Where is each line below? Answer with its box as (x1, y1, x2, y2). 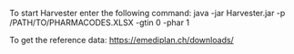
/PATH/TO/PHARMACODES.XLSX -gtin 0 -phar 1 (9, 17, 189, 28)
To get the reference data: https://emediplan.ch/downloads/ (9, 35, 234, 45)
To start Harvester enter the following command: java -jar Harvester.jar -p (9, 8, 286, 18)
